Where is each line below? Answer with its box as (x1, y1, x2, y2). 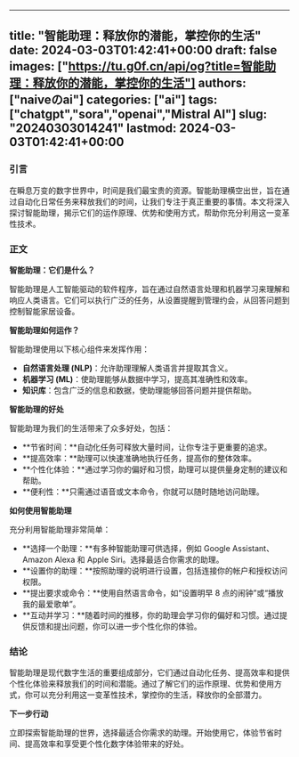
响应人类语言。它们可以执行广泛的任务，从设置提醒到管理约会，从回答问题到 (9, 295, 290, 305)
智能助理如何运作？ (9, 324, 80, 335)
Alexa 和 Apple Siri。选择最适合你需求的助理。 (54, 554, 224, 565)
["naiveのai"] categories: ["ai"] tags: (9, 93, 218, 108)
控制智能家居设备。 (9, 305, 80, 316)
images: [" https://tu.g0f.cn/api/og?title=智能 (9, 59, 265, 74)
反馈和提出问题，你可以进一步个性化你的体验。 (29, 621, 202, 631)
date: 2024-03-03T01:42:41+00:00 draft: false (9, 43, 278, 58)
